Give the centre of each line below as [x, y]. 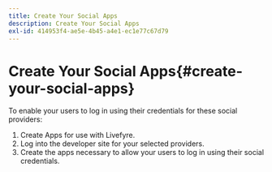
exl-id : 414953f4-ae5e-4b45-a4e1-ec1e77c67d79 [89, 31]
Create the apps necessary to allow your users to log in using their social [142, 153]
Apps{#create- [191, 71]
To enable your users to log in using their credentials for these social [123, 111]
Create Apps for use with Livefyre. [78, 135]
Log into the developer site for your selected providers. [112, 144]
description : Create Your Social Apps [74, 24]
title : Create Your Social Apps [63, 16]
